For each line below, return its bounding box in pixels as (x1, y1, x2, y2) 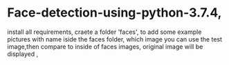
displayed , (7, 50, 39, 58)
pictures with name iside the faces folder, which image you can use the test (7, 35, 223, 43)
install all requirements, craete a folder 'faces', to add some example (7, 28, 202, 36)
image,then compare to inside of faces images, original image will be (7, 42, 203, 50)
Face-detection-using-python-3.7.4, (7, 5, 222, 21)
